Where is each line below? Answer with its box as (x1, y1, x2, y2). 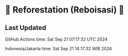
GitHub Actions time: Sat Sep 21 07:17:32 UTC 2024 (5, 36, 108, 42)
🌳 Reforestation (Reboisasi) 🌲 (5, 4, 125, 15)
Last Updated (5, 24, 46, 32)
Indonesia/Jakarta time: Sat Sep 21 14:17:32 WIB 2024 (5, 46, 112, 51)
